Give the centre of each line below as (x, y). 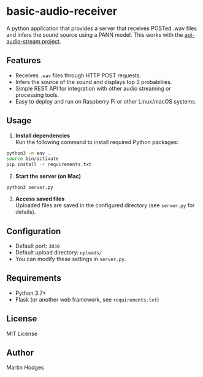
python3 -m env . (29, 153)
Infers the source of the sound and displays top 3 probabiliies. (94, 82)
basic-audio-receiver (62, 11)
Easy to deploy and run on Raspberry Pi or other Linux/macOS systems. (106, 101)
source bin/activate (33, 159)
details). (25, 212)
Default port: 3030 (37, 246)
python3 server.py (30, 188)
